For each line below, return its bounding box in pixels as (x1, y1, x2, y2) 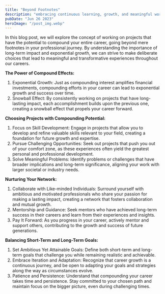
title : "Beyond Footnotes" (5, 7, 60, 12)
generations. (12, 228, 38, 234)
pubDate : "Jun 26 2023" (5, 16, 54, 21)
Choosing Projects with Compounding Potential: (5, 115, 106, 121)
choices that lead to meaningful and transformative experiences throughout (5, 55, 158, 62)
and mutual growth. (12, 201, 52, 207)
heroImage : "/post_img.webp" (5, 21, 65, 26)
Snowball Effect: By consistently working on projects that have (12, 96, 139, 101)
